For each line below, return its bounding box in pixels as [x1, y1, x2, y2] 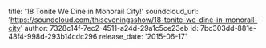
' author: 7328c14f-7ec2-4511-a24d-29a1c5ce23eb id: [20, 24, 199, 32]
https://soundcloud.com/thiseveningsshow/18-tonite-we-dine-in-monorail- [10, 15, 258, 24]
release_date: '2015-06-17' [99, 31, 187, 41]
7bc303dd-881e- [199, 24, 257, 32]
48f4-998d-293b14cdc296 [8, 31, 98, 41]
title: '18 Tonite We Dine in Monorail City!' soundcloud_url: [8, 7, 199, 16]
